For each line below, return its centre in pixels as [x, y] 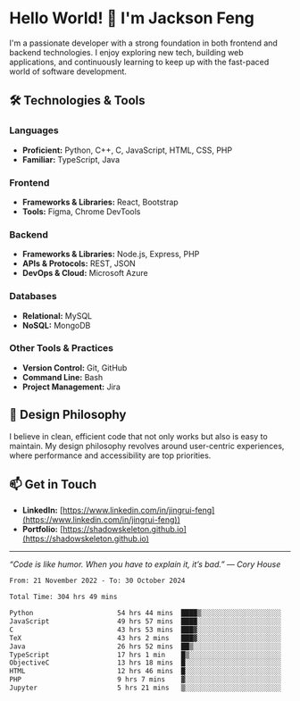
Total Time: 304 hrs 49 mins [63, 597]
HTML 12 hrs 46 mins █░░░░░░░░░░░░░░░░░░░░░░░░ [145, 672]
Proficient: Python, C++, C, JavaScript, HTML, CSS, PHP [127, 150]
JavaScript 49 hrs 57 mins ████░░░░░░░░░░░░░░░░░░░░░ [145, 622]
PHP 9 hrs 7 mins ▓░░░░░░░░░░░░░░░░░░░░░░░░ [145, 680]
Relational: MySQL [57, 315]
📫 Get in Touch [53, 484]
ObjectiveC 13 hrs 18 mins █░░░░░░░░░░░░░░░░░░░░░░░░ [145, 663]
